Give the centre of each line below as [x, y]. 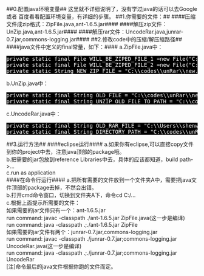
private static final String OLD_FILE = [67, 95]
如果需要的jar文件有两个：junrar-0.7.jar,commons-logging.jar [82, 232]
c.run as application [31, 173]
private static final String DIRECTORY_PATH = [77, 132]
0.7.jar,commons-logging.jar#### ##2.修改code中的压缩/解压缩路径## [94, 39]
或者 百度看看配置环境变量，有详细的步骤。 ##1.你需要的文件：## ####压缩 [101, 16]
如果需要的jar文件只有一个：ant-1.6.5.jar [56, 210]
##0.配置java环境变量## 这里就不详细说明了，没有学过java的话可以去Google [102, 9]
